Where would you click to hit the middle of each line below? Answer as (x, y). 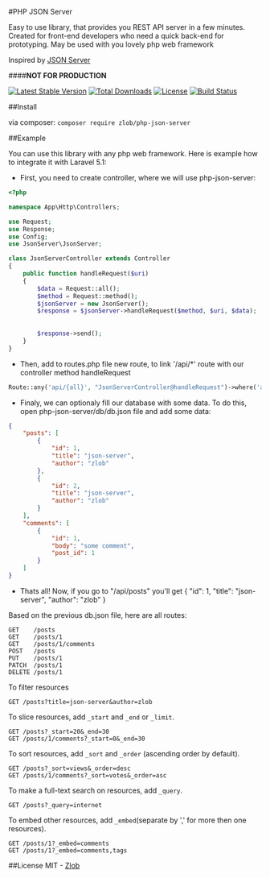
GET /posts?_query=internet (55, 805)
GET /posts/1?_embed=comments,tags (68, 850)
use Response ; (32, 229)
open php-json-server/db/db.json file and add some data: (115, 411)
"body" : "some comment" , (93, 546)
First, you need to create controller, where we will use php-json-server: (137, 178)
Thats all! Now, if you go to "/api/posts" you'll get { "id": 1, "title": (127, 590)
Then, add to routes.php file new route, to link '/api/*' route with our (132, 364)
